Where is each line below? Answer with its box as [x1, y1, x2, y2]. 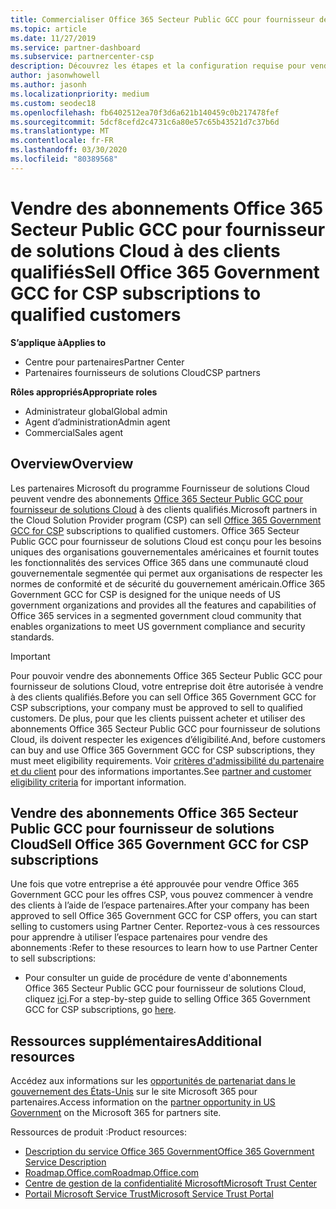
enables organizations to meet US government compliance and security [10, 620, 306, 632]
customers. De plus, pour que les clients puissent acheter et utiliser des [10, 712, 306, 724]
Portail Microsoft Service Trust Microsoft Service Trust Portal [24, 1188, 274, 1200]
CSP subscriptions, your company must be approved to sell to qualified [10, 701, 303, 713]
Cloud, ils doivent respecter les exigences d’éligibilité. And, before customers [10, 733, 327, 745]
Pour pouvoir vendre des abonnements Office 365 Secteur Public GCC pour [10, 669, 323, 681]
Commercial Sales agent [24, 426, 123, 438]
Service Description [24, 1156, 107, 1168]
